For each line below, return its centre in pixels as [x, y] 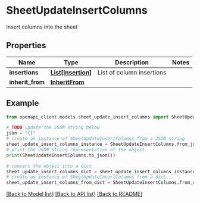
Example [23, 103]
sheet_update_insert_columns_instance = [57, 144]
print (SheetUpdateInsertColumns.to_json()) [61, 155]
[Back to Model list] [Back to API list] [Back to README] [74, 194]
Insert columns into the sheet [42, 27]
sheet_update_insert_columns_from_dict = [58, 183]
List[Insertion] [71, 72]
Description [132, 62]
